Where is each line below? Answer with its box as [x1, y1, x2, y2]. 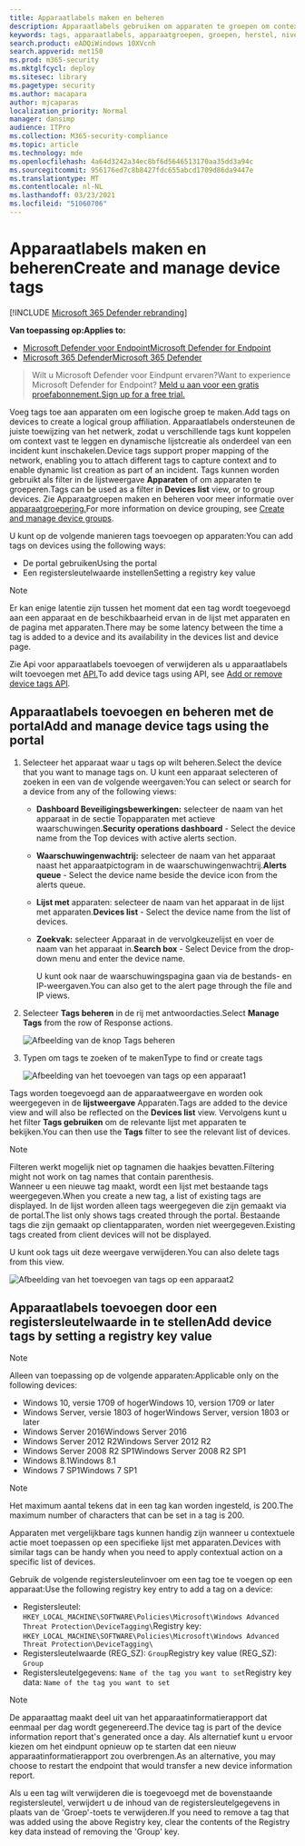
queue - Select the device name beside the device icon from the [35, 869, 279, 880]
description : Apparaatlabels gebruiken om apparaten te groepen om [9, 22, 271, 31]
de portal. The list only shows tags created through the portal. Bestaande [9, 1210, 280, 1221]
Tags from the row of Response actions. [22, 1017, 173, 1028]
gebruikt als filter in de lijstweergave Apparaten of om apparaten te [9, 474, 261, 484]
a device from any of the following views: [22, 785, 177, 796]
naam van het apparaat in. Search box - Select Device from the [35, 943, 271, 954]
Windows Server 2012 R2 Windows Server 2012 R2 [22, 1436, 212, 1447]
